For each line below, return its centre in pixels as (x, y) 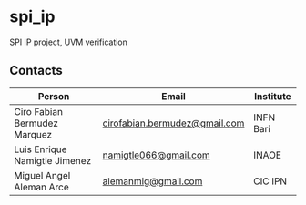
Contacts (36, 71)
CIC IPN (270, 181)
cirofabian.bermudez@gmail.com (173, 123)
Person (54, 96)
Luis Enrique (41, 149)
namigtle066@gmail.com (157, 155)
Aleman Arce (42, 187)
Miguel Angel (42, 175)
